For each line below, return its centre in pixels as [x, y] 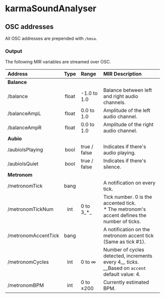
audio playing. [119, 153]
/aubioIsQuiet [23, 164]
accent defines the [124, 216]
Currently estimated [126, 282]
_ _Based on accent [124, 268]
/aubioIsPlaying [25, 150]
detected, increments [128, 256]
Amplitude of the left [127, 110]
